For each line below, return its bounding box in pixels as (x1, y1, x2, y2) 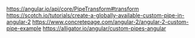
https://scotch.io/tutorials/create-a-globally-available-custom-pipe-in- (6, 12, 185, 19)
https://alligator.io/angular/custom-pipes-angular (42, 25, 167, 32)
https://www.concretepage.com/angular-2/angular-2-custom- (32, 18, 189, 25)
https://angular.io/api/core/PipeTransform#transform (6, 6, 139, 12)
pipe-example (6, 25, 42, 32)
